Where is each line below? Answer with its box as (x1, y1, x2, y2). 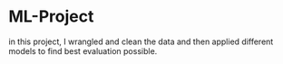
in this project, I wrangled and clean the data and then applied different (8, 36, 274, 47)
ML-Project (8, 6, 94, 27)
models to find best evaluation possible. (8, 45, 158, 56)
